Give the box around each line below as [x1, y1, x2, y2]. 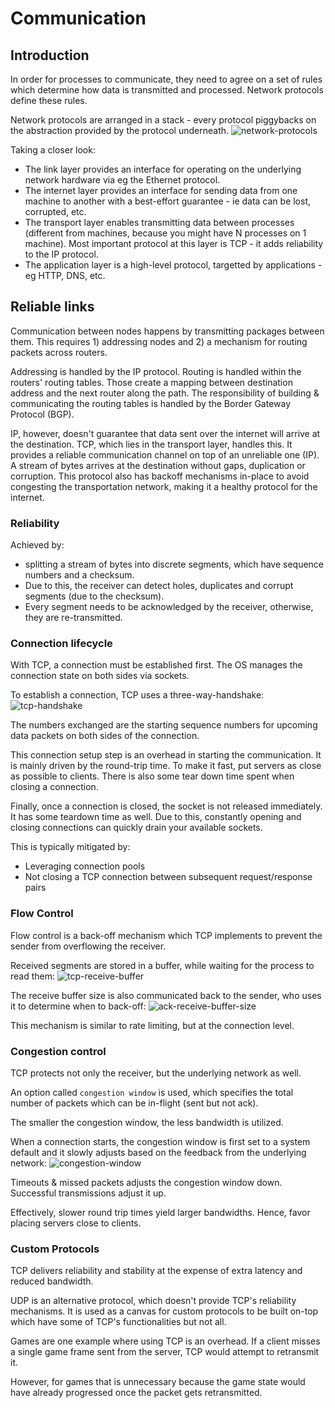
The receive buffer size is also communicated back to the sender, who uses [10, 989, 322, 1001]
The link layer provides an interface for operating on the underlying [24, 163, 302, 175]
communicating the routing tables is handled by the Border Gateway [10, 397, 292, 409]
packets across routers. [10, 346, 108, 358]
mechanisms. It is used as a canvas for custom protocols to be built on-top [10, 1305, 319, 1317]
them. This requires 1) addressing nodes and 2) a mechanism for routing [10, 335, 308, 347]
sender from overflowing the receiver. [10, 940, 167, 952]
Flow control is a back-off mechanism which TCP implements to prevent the [10, 929, 323, 941]
